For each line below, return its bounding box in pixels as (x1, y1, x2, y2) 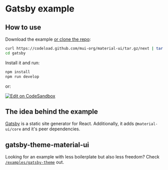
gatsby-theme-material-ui (5, 140, 90, 149)
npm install (5, 69, 30, 74)
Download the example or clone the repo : (5, 36, 91, 42)
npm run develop (5, 74, 39, 79)
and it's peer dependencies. (22, 126, 80, 132)
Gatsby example (5, 3, 74, 15)
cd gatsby (5, 51, 26, 56)
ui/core (5, 127, 22, 132)
